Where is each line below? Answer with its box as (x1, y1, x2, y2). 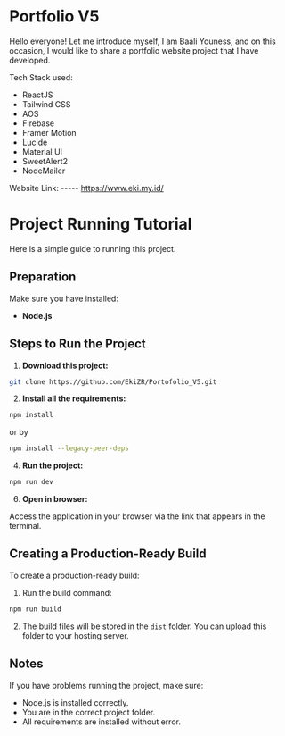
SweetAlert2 (21, 155, 69, 166)
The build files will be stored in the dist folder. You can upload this (21, 621, 267, 631)
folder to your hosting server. (21, 630, 129, 640)
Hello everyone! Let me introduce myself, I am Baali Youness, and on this (9, 36, 276, 46)
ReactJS (21, 89, 53, 100)
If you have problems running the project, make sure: (9, 680, 204, 690)
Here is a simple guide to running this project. (9, 243, 176, 254)
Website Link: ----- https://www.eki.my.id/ (9, 182, 165, 193)
